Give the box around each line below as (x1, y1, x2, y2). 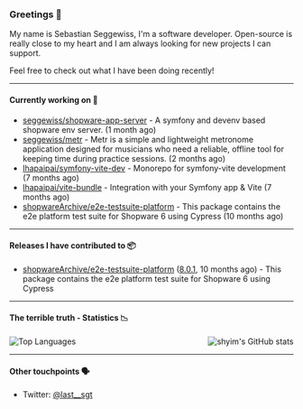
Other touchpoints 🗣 (9, 366, 90, 376)
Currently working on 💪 (9, 94, 98, 105)
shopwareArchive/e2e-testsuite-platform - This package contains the (22, 200, 281, 211)
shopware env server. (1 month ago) (22, 124, 157, 135)
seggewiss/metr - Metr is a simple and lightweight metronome (22, 134, 254, 144)
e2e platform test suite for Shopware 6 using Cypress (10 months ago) (22, 210, 284, 221)
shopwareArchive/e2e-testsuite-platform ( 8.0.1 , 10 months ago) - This (22, 264, 282, 274)
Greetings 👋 (9, 8, 62, 21)
